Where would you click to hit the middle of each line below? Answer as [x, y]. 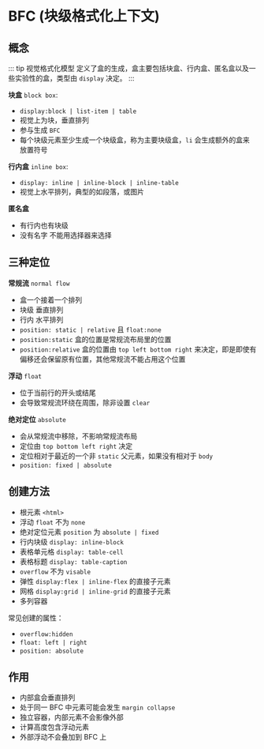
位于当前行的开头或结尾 [58, 393]
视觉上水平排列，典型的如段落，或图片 [82, 192]
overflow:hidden [46, 634]
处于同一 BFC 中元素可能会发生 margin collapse [97, 707]
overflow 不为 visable [55, 571]
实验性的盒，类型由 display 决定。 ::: [75, 78]
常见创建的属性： [36, 618]
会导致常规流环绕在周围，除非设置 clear [85, 402]
